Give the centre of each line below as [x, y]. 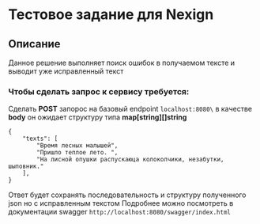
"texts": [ [40, 139]
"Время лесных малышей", [77, 146]
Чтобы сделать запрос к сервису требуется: [99, 91]
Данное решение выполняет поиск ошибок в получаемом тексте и [122, 63]
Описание [34, 44]
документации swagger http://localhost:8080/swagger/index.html [120, 212]
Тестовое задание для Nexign [111, 15]
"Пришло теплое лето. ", [77, 153]
